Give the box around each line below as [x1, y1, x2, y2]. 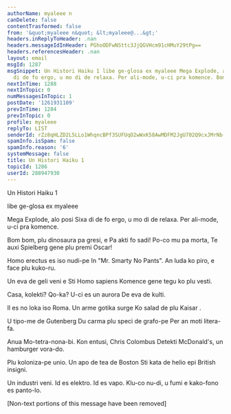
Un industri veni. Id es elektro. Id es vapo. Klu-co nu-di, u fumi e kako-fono [7, 378, 219, 387]
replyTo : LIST [7, 125, 48, 132]
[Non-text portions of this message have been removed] [7, 399, 167, 407]
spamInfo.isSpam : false [7, 138, 76, 145]
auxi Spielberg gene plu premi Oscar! [7, 243, 112, 251]
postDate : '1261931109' [7, 100, 76, 106]
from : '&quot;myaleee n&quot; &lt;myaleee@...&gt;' [7, 29, 158, 36]
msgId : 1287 [7, 61, 41, 68]
